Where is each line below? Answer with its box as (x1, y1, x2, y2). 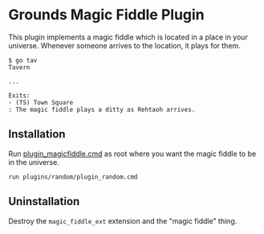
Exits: (8, 91, 30, 100)
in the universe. (8, 157, 60, 166)
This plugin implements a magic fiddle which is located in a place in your (8, 32, 249, 42)
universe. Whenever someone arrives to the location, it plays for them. (8, 40, 241, 50)
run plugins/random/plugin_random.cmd (8, 173, 138, 181)
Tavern (8, 63, 30, 72)
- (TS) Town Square (8, 98, 74, 106)
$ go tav (8, 56, 38, 64)
